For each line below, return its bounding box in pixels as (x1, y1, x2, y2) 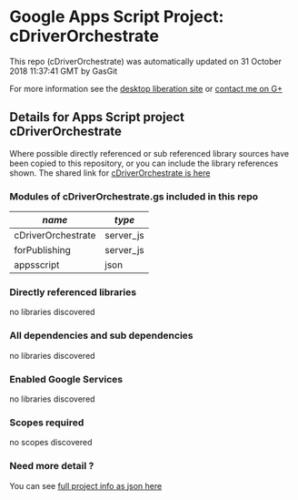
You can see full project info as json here (9, 480, 163, 491)
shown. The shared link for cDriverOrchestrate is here (9, 167, 211, 179)
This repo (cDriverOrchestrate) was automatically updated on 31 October (9, 56, 282, 66)
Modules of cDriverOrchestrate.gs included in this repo (9, 189, 259, 202)
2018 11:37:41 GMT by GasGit (9, 66, 118, 77)
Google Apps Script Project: (9, 6, 224, 27)
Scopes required (9, 416, 84, 429)
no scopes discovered (9, 437, 93, 448)
